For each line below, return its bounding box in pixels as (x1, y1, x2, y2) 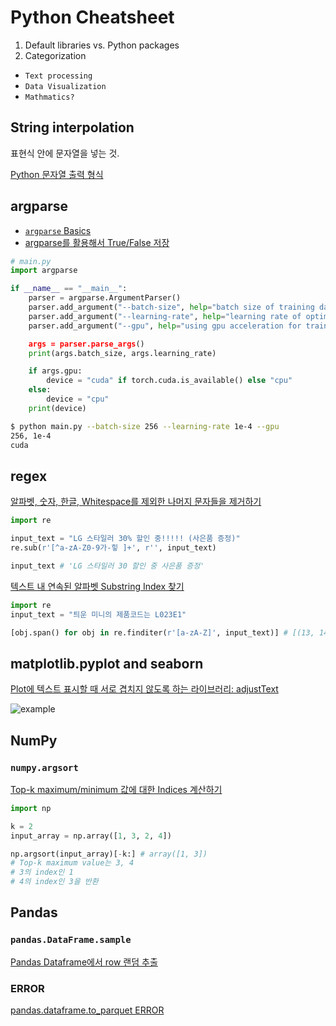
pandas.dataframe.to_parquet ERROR (10, 1004, 165, 1016)
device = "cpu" (46, 394, 110, 405)
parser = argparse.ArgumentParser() (28, 293, 182, 303)
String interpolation (10, 119, 135, 136)
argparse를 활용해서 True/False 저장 (24, 236, 170, 248)
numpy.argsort (10, 762, 79, 773)
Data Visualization (24, 81, 107, 91)
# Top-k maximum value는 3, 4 (10, 858, 135, 868)
